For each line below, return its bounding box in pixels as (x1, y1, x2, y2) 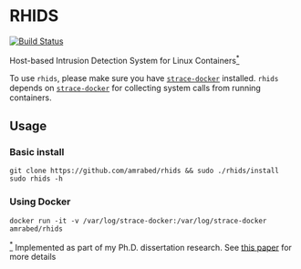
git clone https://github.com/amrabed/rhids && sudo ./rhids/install (9, 166, 280, 176)
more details (9, 252, 57, 263)
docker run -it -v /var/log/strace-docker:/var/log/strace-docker (9, 216, 267, 225)
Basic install (9, 145, 65, 158)
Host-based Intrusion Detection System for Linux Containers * (9, 53, 240, 66)
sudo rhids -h (9, 174, 64, 183)
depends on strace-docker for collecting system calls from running (9, 82, 262, 93)
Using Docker (9, 195, 71, 208)
